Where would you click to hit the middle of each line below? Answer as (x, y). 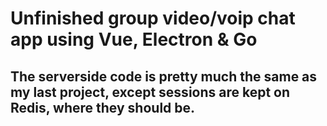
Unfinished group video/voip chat (153, 18)
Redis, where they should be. (103, 107)
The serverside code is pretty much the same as (164, 76)
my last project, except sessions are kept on (150, 92)
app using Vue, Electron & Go (134, 39)
